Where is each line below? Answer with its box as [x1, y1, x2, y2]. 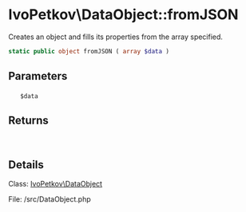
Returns [8, 114, 50, 128]
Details [8, 158, 44, 171]
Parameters [8, 69, 68, 83]
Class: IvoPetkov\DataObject [8, 179, 102, 189]
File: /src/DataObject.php [8, 194, 92, 204]
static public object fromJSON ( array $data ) [8, 47, 170, 55]
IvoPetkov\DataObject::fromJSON [8, 6, 239, 24]
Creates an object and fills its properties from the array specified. [8, 32, 224, 41]
